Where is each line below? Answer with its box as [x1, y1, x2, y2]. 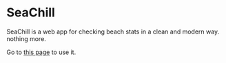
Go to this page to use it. [6, 48, 76, 56]
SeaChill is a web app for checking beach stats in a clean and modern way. [6, 27, 220, 36]
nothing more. [6, 34, 46, 42]
